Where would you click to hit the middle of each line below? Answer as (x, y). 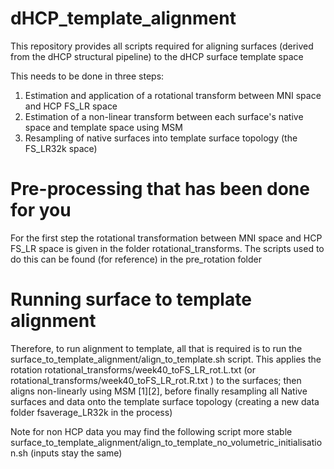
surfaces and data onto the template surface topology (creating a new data (165, 401)
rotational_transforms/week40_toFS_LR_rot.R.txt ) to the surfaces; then (156, 380)
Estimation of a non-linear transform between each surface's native (164, 116)
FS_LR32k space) (61, 148)
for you (41, 210)
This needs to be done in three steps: (87, 76)
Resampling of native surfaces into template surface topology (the (161, 138)
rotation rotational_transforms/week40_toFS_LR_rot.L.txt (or (133, 369)
